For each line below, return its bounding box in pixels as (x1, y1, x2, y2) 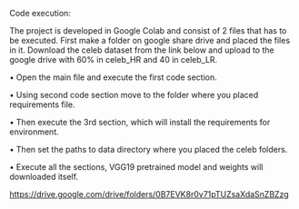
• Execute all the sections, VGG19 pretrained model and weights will (9, 162, 264, 172)
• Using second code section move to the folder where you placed (9, 90, 259, 100)
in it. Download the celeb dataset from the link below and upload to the (9, 45, 274, 55)
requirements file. (9, 99, 75, 110)
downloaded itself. (9, 172, 79, 182)
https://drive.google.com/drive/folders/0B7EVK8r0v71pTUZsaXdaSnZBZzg (9, 189, 289, 199)
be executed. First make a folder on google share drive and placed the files (9, 35, 291, 45)
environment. (9, 126, 59, 137)
